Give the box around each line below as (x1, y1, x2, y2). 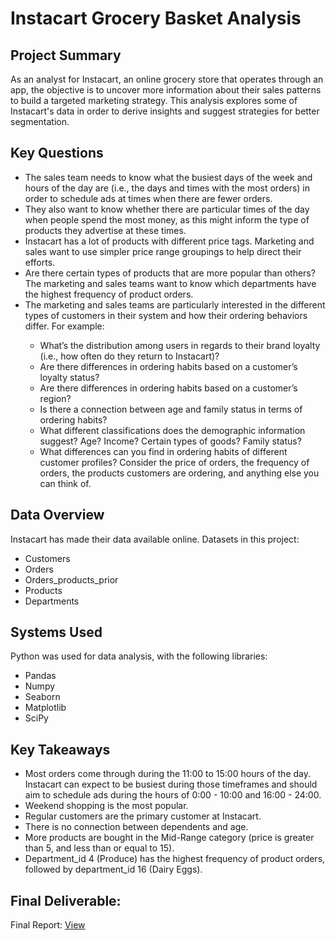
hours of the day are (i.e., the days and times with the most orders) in (24, 182, 310, 194)
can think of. (39, 477, 92, 489)
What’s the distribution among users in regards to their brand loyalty (39, 339, 321, 351)
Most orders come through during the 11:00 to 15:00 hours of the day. (24, 768, 312, 780)
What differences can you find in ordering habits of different (39, 445, 288, 457)
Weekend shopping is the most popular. (24, 800, 189, 812)
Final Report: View (10, 919, 86, 931)
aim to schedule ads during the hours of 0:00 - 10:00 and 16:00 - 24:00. (24, 789, 322, 801)
